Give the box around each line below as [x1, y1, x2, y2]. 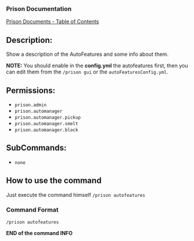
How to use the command [6, 176, 102, 186]
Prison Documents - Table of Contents [6, 18, 99, 25]
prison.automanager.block [14, 127, 78, 133]
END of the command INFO [6, 229, 73, 236]
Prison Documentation [6, 5, 72, 13]
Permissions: [6, 85, 56, 95]
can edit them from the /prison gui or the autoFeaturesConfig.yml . [6, 68, 169, 75]
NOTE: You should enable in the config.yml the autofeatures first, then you [6, 62, 188, 69]
